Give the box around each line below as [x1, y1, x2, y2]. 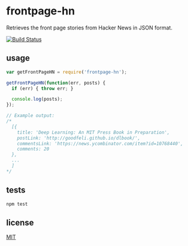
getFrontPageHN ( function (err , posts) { [6, 80, 106, 86]
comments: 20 [17, 146, 50, 152]
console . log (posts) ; [11, 96, 63, 103]
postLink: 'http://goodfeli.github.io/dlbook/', [17, 135, 141, 141]
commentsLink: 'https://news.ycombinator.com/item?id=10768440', [17, 140, 184, 146]
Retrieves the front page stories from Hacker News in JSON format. [6, 24, 172, 31]
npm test [6, 201, 28, 207]
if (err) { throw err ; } [11, 85, 74, 91]
